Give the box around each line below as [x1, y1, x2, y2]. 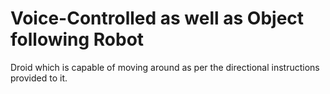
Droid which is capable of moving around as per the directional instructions [10, 61, 320, 73]
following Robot [10, 28, 145, 51]
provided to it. [10, 72, 68, 84]
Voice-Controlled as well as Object [10, 7, 305, 30]
